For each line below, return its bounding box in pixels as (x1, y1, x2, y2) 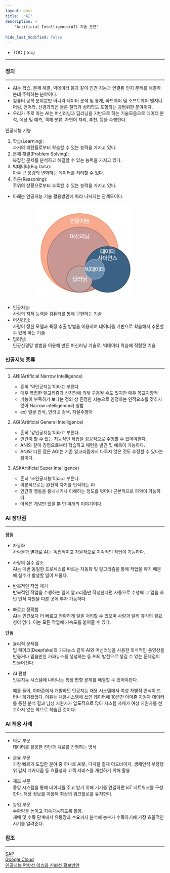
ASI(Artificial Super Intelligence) (12, 465, 79, 471)
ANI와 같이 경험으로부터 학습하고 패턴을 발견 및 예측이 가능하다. (20, 442, 145, 448)
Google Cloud (5, 856, 34, 862)
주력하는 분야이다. (22, 91, 58, 97)
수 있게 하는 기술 (12, 330, 46, 336)
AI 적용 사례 (5, 720, 32, 727)
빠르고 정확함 (12, 606, 39, 613)
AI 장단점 (5, 514, 26, 521)
